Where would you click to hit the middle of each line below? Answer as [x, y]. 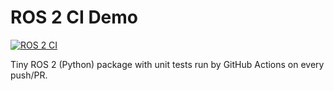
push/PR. [29, 75]
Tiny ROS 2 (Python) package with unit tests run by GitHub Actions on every [167, 64]
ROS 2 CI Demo [74, 17]
